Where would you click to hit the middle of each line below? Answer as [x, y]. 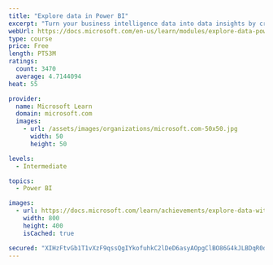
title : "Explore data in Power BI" [69, 16]
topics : [22, 181]
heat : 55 [23, 84]
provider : [25, 98]
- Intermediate [41, 166]
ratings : [23, 62]
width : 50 [46, 137]
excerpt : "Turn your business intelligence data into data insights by [132, 24]
